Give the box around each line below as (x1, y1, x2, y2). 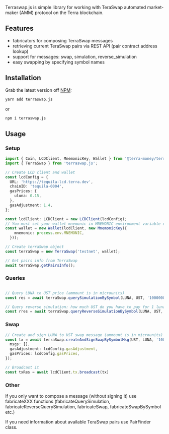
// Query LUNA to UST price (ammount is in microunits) (5, 290, 125, 295)
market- (147, 5, 164, 10)
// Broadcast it (5, 365, 39, 370)
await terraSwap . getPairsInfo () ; (5, 263, 75, 268)
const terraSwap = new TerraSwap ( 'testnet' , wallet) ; (5, 249, 121, 254)
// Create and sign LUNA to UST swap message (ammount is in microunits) (5, 332, 163, 337)
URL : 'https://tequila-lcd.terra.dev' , (10, 179, 94, 184)
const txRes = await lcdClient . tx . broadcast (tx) (5, 369, 109, 375)
